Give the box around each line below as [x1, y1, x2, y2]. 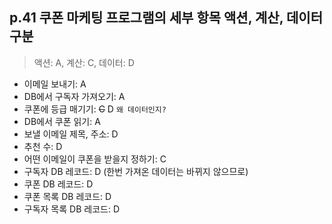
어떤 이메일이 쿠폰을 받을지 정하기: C [23, 153, 167, 165]
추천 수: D [23, 140, 63, 152]
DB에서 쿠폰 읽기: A [23, 115, 101, 127]
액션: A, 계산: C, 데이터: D [33, 56, 135, 68]
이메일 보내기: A [23, 78, 87, 90]
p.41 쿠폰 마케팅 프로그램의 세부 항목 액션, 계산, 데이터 [9, 9, 323, 27]
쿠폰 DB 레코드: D [23, 178, 94, 190]
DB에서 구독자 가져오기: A [23, 90, 126, 102]
